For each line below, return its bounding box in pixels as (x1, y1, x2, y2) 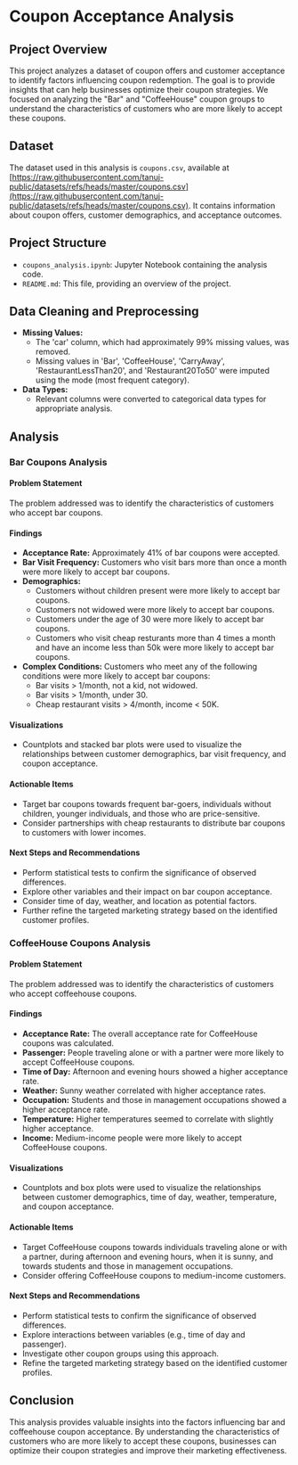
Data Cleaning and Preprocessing (9, 304, 199, 319)
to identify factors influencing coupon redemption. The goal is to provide (9, 75, 276, 86)
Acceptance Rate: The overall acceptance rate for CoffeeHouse (21, 1028, 258, 1040)
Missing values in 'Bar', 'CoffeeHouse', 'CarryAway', (35, 356, 225, 366)
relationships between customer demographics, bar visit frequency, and (21, 749, 286, 760)
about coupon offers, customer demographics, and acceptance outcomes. (9, 210, 283, 220)
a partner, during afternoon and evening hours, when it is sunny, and (21, 1251, 274, 1262)
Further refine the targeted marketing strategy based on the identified (21, 905, 278, 916)
